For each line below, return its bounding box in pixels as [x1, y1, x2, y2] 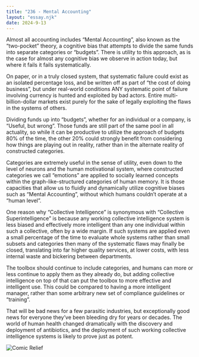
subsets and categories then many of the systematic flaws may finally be [6, 240, 185, 248]
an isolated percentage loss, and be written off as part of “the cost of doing [6, 79, 191, 86]
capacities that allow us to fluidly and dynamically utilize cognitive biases [6, 184, 185, 192]
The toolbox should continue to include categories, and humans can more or [6, 264, 194, 271]
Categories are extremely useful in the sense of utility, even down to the [6, 159, 182, 167]
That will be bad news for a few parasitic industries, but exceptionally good [6, 308, 190, 315]
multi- [163, 92, 178, 99]
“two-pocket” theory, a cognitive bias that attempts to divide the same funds [6, 42, 194, 49]
